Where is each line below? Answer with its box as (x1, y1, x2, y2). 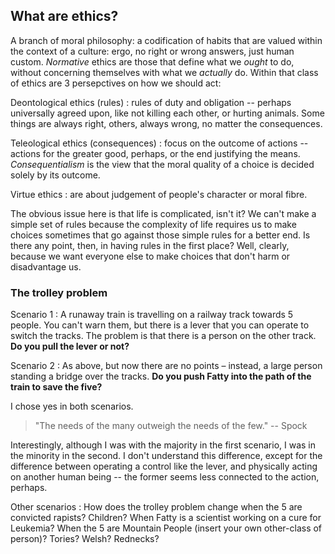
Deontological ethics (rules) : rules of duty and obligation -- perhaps (10, 96, 292, 108)
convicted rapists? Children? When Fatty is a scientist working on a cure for (10, 512, 322, 524)
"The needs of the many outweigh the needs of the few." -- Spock (34, 420, 308, 432)
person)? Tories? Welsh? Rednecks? (10, 533, 160, 545)
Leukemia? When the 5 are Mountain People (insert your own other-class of (10, 522, 323, 534)
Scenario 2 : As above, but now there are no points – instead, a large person (10, 360, 323, 372)
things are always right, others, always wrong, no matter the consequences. (10, 117, 323, 129)
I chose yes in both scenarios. (10, 400, 134, 413)
